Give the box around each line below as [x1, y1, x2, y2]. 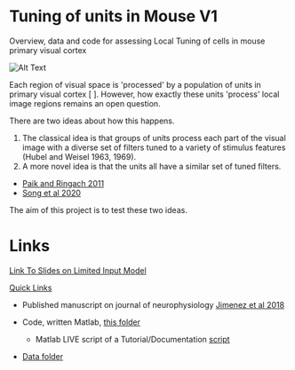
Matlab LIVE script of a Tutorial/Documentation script [35, 334, 230, 344]
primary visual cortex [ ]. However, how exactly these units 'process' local [9, 89, 280, 99]
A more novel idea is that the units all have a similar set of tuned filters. [21, 161, 282, 171]
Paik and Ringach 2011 [21, 177, 105, 188]
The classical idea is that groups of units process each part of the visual [21, 132, 286, 143]
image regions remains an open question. [9, 98, 162, 108]
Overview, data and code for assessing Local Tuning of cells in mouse [9, 35, 266, 46]
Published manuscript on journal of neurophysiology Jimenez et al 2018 [21, 299, 285, 310]
